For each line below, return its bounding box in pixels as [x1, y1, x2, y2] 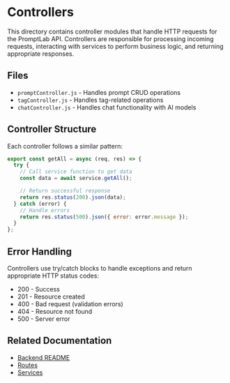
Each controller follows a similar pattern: [7, 142, 123, 150]
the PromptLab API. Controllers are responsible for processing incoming [7, 34, 214, 43]
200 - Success [17, 285, 61, 293]
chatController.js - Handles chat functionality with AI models [17, 103, 197, 112]
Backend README [17, 353, 70, 361]
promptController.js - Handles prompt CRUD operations [17, 88, 181, 96]
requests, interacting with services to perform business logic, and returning [7, 42, 224, 50]
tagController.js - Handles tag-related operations [17, 96, 164, 104]
